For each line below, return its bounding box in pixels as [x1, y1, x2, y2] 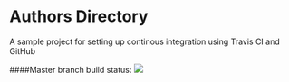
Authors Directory [9, 6, 149, 27]
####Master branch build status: [9, 64, 132, 75]
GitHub [9, 45, 36, 56]
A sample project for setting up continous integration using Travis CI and [9, 36, 281, 47]
